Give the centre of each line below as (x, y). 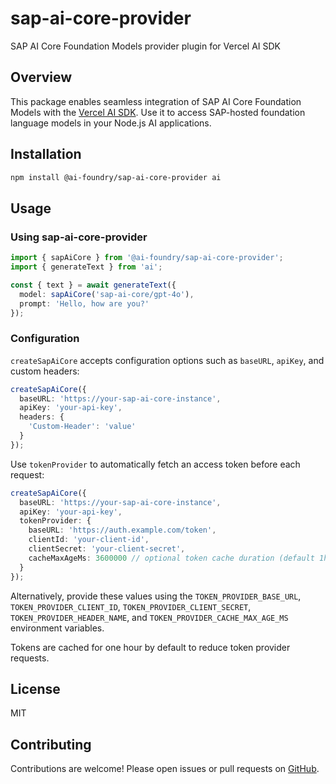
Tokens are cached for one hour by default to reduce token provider (150, 647)
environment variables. (57, 628)
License (35, 688)
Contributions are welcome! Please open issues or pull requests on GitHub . (165, 769)
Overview (41, 77)
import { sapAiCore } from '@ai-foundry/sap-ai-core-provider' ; (147, 258)
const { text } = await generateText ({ (93, 285)
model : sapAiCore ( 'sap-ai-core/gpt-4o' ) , (107, 294)
